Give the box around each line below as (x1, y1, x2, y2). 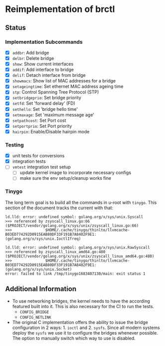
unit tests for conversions (12, 153, 65, 159)
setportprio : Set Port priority (12, 123, 72, 129)
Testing (5, 141, 24, 148)
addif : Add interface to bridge (12, 66, 74, 73)
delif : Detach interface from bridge (12, 72, 86, 78)
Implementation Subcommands (5, 38, 83, 45)
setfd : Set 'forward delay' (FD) (12, 100, 76, 106)
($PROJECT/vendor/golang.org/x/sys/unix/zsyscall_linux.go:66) (5, 223, 139, 228)
